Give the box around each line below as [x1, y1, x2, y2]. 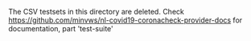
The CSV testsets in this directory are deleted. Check [8, 7, 185, 16]
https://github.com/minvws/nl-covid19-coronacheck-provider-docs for [8, 15, 243, 25]
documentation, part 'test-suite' [8, 24, 114, 33]
